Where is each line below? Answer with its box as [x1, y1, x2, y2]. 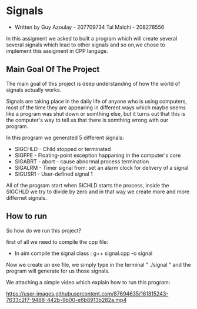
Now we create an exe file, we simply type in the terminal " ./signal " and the [6, 261, 191, 268]
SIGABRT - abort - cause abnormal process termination [14, 157, 149, 165]
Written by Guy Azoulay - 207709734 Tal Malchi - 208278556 [14, 23, 165, 31]
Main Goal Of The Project [6, 65, 100, 75]
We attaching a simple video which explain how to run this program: [6, 278, 171, 286]
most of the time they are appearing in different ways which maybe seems [6, 104, 186, 111]
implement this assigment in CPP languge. [6, 47, 109, 54]
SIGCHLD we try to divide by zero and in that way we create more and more [6, 188, 190, 195]
